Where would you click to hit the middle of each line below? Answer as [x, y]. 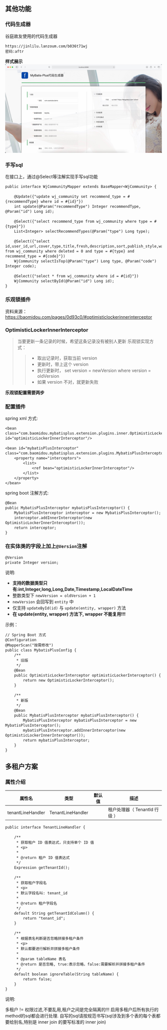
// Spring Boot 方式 [26, 635]
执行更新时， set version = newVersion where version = [94, 371]
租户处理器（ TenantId [131, 810]
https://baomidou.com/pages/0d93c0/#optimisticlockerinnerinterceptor [79, 317]
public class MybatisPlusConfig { [41, 650]
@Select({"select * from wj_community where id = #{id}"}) [77, 276]
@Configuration [21, 640]
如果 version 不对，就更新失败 [68, 382]
